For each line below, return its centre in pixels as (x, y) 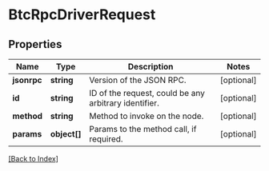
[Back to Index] (33, 159)
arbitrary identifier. (124, 103)
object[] (66, 134)
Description (151, 67)
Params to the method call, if (143, 129)
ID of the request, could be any (147, 93)
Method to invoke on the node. (147, 116)
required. (106, 139)
